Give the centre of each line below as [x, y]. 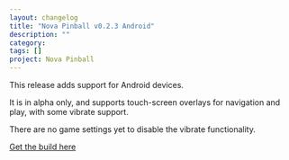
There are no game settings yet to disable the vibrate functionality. [133, 129]
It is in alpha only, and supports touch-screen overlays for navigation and [145, 102]
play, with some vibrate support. [69, 112]
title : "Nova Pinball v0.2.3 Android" [82, 26]
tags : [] [26, 51]
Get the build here [43, 147]
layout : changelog [44, 18]
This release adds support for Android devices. [97, 85]
